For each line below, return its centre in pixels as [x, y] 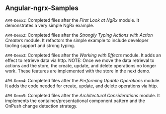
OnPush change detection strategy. [41, 106]
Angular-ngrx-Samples [42, 8]
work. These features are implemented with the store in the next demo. [78, 71]
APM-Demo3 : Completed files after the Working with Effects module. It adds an [83, 55]
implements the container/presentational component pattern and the [75, 101]
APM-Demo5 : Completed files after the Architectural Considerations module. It [83, 95]
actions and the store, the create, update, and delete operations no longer [81, 65]
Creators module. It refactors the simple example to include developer [77, 40]
